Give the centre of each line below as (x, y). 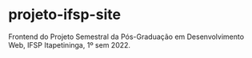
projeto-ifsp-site (65, 15)
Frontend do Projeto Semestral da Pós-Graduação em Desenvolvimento (126, 37)
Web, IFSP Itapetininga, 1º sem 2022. (69, 44)
